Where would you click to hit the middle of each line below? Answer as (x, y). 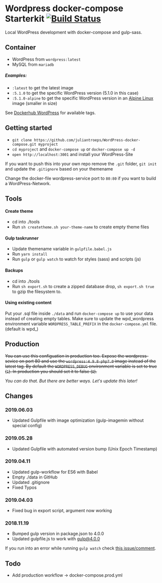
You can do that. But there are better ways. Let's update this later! (71, 381)
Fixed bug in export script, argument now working (62, 511)
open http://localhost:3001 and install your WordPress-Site (73, 154)
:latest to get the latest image (43, 87)
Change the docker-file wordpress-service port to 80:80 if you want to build (81, 178)
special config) (27, 426)
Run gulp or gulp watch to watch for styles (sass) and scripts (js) (76, 259)
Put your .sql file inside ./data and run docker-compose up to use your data (79, 313)
